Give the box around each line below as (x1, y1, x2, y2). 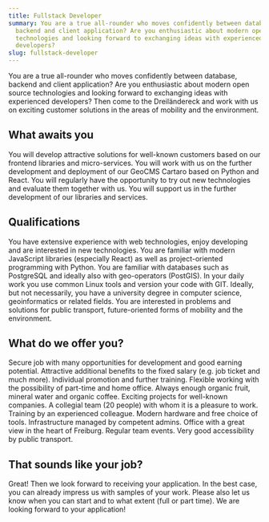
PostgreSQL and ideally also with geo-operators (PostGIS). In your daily (8, 270, 244, 281)
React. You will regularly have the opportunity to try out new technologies (8, 175, 251, 184)
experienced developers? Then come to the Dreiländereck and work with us (8, 97, 259, 106)
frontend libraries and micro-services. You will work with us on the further (8, 158, 252, 168)
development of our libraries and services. (8, 192, 148, 201)
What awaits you (8, 128, 94, 142)
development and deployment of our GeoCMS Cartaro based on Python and (8, 166, 259, 176)
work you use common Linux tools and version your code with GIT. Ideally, (8, 279, 255, 289)
